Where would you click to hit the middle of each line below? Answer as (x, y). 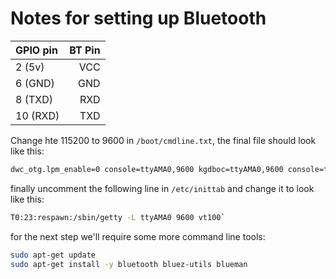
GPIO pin (36, 50)
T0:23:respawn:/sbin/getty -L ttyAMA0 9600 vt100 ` (118, 217)
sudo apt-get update (53, 255)
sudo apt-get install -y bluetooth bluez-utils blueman (129, 264)
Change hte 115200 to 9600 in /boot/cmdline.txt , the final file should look (163, 140)
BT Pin (85, 50)
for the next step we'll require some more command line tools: (138, 236)
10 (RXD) (37, 115)
